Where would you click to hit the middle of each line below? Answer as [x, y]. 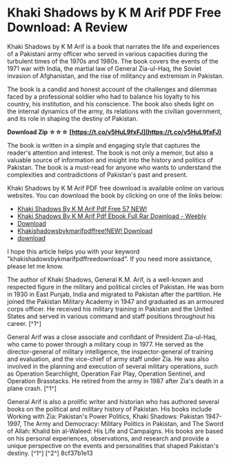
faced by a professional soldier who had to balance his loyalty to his [103, 96]
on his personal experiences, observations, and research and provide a [108, 438]
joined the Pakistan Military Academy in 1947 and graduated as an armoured [115, 301]
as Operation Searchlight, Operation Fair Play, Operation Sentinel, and [106, 374]
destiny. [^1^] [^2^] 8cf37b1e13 [50, 453]
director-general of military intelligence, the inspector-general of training [110, 351]
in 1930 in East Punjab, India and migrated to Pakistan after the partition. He [114, 294]
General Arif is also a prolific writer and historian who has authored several [113, 401]
